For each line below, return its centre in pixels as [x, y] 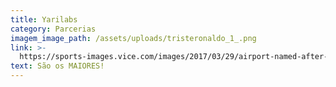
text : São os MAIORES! [57, 66]
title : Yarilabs [44, 19]
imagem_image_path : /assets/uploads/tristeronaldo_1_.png [133, 38]
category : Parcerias [53, 29]
